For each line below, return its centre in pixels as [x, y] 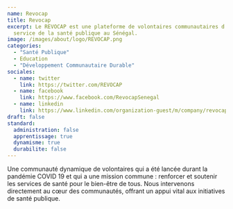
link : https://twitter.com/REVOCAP [71, 85]
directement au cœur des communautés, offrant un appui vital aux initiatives [116, 191]
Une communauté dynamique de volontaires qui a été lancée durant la [107, 169]
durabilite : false [40, 149]
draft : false [26, 117]
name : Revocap [28, 14]
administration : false [46, 130]
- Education [31, 59]
